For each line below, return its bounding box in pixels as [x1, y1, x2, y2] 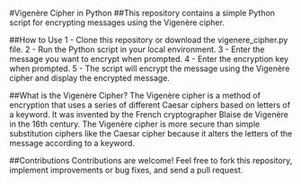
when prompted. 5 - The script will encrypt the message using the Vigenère [9, 63, 290, 74]
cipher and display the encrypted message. [9, 73, 171, 83]
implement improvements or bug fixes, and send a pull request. [9, 165, 243, 175]
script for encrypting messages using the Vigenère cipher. [9, 17, 225, 28]
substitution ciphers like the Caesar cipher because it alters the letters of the [9, 128, 293, 138]
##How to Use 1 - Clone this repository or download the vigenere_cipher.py [9, 35, 288, 45]
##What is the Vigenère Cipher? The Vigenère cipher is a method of [9, 90, 261, 101]
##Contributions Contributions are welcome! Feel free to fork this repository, [9, 155, 293, 165]
